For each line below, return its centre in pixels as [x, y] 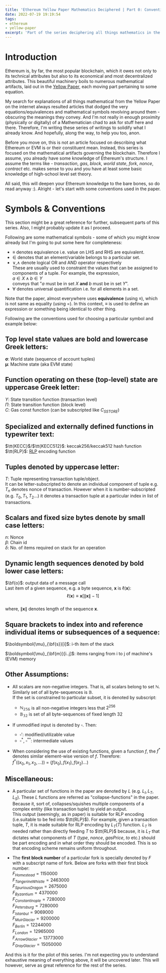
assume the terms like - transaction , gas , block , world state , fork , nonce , [79, 163]
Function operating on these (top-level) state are [82, 380]
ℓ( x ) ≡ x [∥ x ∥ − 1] [83, 596]
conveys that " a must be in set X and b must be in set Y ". [70, 283]
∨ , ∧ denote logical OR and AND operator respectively [67, 262]
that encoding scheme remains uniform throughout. [65, 848]
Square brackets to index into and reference [74, 624]
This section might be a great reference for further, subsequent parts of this [82, 222]
